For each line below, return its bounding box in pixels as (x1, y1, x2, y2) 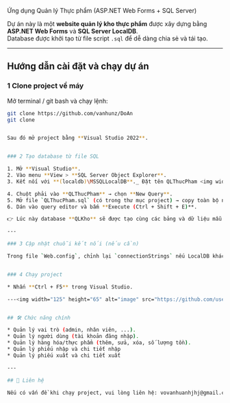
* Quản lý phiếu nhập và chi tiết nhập (7, 346, 121, 353)
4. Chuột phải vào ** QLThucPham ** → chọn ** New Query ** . (7, 191, 173, 197)
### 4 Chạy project (7, 271, 63, 278)
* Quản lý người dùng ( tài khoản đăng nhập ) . (7, 333, 139, 340)
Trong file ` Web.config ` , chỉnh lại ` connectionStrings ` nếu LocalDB (7, 253, 210, 260)
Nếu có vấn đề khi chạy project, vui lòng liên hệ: (7, 389, 157, 396)
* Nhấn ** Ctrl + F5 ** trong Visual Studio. (7, 283, 133, 291)
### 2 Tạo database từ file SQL (7, 153, 99, 160)
